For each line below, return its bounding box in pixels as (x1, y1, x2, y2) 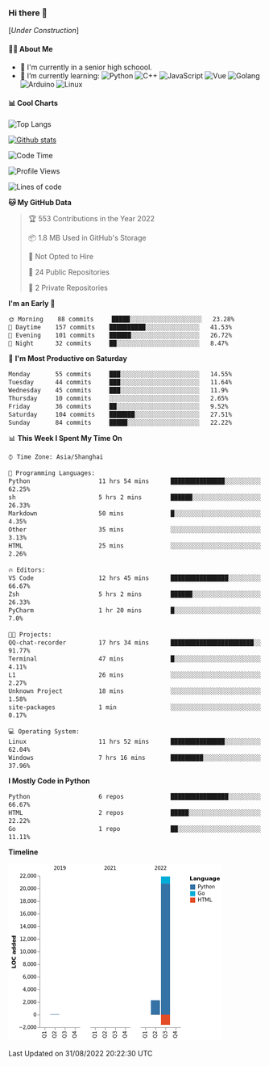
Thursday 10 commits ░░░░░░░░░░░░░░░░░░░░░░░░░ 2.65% (8, 394, 229, 402)
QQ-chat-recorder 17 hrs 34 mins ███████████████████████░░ (8, 638, 262, 647)
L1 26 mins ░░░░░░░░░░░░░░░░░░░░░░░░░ (8, 670, 262, 679)
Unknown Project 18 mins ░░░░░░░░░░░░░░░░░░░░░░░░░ (8, 686, 262, 695)
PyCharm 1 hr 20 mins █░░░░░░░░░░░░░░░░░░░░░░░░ (8, 606, 262, 615)
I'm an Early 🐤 (8, 298, 56, 308)
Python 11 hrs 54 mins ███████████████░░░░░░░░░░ (8, 476, 262, 485)
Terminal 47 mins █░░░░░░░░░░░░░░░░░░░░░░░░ (8, 654, 262, 663)
